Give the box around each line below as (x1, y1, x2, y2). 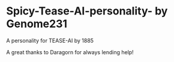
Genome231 (6, 17, 68, 31)
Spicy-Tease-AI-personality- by (6, 4, 168, 18)
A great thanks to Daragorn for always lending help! (6, 48, 134, 55)
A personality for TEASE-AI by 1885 (6, 37, 94, 44)
